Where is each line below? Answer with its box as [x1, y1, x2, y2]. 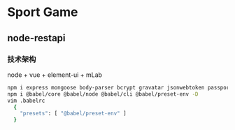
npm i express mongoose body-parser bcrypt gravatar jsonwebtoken [7, 84, 205, 91]
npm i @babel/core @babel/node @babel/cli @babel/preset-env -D [7, 90, 199, 98]
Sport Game [7, 4, 78, 20]
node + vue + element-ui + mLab [7, 71, 103, 79]
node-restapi [7, 32, 66, 44]
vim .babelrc [7, 97, 45, 104]
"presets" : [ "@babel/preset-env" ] [20, 110, 127, 117]
